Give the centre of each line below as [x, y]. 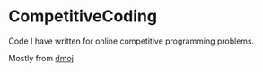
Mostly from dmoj [41, 58]
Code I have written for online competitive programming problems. [131, 41]
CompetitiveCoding [83, 16]
